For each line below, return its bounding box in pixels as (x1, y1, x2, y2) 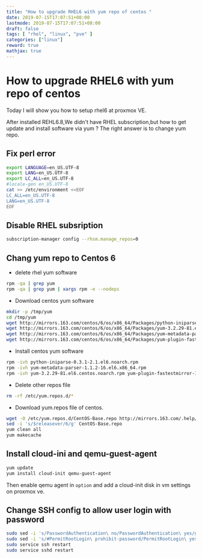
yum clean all (6, 427, 42, 433)
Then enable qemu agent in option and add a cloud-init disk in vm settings (6, 481, 191, 488)
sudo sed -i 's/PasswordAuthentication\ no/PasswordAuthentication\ (6, 530, 182, 536)
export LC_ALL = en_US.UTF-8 (6, 176, 74, 182)
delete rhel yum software (14, 269, 78, 276)
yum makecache (6, 432, 42, 438)
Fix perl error (6, 149, 56, 159)
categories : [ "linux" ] (6, 37, 63, 43)
